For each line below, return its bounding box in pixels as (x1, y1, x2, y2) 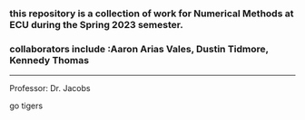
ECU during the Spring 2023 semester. (9, 18, 183, 31)
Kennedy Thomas (9, 53, 89, 66)
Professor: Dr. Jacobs (9, 83, 91, 94)
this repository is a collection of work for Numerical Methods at (9, 7, 294, 20)
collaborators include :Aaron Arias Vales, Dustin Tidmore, (9, 42, 270, 55)
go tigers (9, 100, 44, 111)
